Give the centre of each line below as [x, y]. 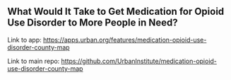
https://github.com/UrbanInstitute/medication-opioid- [139, 61]
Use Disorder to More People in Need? [93, 23]
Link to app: [25, 40]
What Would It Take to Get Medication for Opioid [116, 12]
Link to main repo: [34, 61]
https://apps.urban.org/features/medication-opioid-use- [125, 40]
